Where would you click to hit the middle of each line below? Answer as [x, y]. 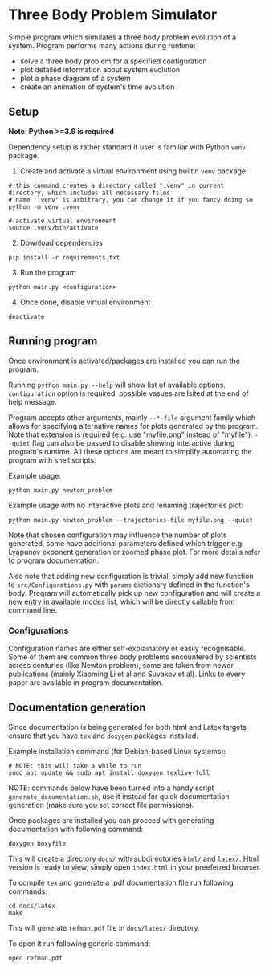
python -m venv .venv [45, 206]
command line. [33, 610]
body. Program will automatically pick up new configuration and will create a [134, 593]
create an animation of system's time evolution [97, 87]
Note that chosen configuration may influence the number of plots [118, 535]
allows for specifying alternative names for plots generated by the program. [133, 426]
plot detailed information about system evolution [100, 69]
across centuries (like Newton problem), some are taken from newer [121, 665]
